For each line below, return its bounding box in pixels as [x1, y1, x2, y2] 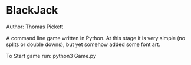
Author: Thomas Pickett [6, 23, 64, 30]
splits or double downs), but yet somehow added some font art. [6, 41, 160, 48]
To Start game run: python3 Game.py [6, 52, 96, 59]
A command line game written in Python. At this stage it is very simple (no [6, 34, 186, 41]
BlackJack [6, 4, 58, 17]
